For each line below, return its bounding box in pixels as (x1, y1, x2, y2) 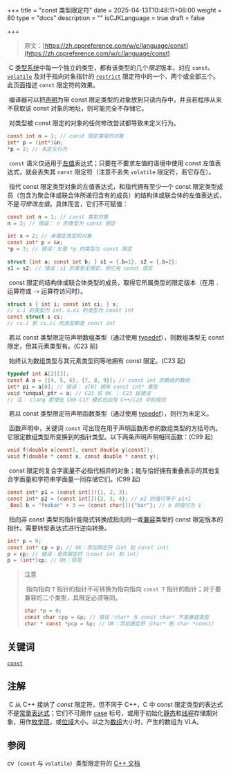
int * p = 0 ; (7, 537, 41, 544)
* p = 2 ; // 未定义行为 (7, 145, 68, 152)
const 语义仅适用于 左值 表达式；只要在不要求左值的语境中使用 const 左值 (8, 158, 216, 167)
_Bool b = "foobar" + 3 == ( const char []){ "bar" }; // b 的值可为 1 (7, 501, 202, 508)
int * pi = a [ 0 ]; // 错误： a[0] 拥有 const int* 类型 (7, 383, 158, 390)
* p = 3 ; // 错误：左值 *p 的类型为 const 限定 (7, 246, 133, 252)
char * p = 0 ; (24, 607, 62, 614)
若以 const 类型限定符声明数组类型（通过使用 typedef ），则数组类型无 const (8, 333, 225, 341)
